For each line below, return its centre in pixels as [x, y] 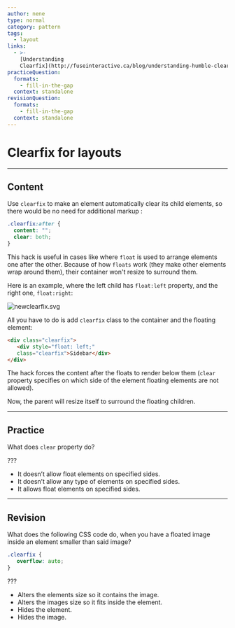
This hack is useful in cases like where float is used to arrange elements [113, 257]
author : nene [26, 14]
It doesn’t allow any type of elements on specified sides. [99, 482]
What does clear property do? [51, 447]
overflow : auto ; [40, 561]
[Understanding [42, 60]
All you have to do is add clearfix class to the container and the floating [112, 320]
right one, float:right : [40, 293]
